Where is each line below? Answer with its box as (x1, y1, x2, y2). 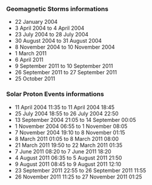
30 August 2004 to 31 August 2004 (14, 37, 103, 45)
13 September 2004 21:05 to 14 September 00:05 (14, 116, 136, 123)
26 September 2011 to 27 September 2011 (14, 69, 117, 76)
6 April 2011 (14, 56, 44, 64)
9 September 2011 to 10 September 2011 (14, 62, 113, 70)
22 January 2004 (14, 18, 58, 26)
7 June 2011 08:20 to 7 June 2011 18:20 (14, 148, 111, 155)
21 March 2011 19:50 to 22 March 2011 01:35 (14, 142, 123, 149)
